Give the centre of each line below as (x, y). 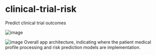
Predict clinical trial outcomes (36, 23)
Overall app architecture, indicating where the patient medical (88, 42)
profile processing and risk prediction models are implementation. (73, 47)
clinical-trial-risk (41, 9)
